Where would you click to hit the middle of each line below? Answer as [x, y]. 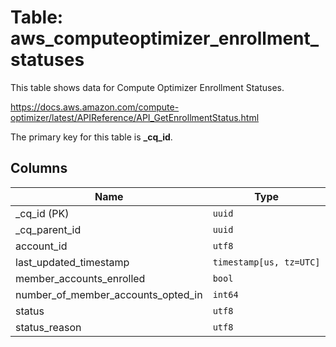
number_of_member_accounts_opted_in [109, 294]
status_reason [48, 327]
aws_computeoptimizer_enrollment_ [165, 38]
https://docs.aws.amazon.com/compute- [95, 107]
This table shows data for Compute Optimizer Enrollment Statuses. [147, 87]
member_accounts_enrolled [80, 278]
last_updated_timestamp [72, 262]
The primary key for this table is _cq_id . [91, 137]
